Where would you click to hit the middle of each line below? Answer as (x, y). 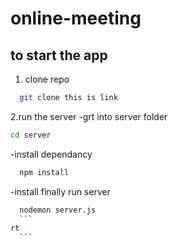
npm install (44, 172)
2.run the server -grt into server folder (89, 116)
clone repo (47, 79)
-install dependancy (51, 154)
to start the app (59, 55)
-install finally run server (60, 191)
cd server (31, 135)
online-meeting (76, 18)
